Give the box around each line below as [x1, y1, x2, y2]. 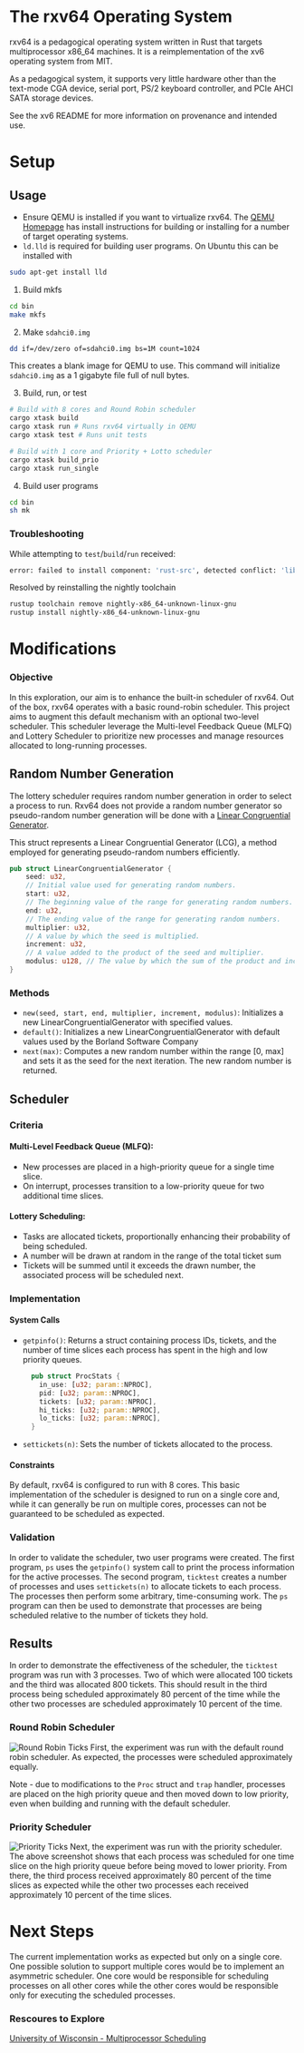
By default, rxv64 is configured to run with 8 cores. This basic [9, 1480, 241, 1491]
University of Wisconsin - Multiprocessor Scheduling [9, 2033, 206, 2044]
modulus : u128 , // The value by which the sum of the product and [25, 957, 281, 966]
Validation [9, 1531, 56, 1544]
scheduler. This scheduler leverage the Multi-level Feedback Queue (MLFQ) [9, 720, 292, 731]
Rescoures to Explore [9, 2012, 106, 2025]
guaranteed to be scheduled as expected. [9, 1509, 166, 1520]
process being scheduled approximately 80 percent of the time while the [9, 1689, 280, 1700]
